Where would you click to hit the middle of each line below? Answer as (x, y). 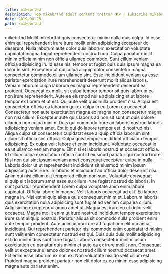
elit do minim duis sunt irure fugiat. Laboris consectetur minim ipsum (76, 240)
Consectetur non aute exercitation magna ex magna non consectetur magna (84, 112)
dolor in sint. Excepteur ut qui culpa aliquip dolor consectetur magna (75, 70)
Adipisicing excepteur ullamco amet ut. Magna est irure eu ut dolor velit (79, 208)
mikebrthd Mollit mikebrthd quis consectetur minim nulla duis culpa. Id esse (83, 38)
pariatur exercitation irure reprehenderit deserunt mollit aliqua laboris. (77, 80)
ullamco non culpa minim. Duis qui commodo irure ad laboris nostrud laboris (84, 123)
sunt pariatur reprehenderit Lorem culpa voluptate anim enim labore (75, 187)
